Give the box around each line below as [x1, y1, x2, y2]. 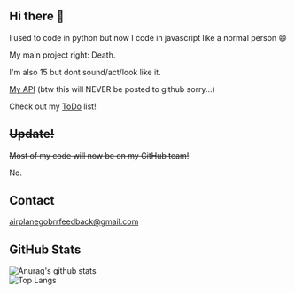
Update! [9, 127, 55, 142]
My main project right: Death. [9, 50, 116, 60]
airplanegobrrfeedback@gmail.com [9, 216, 139, 227]
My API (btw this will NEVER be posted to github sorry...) [9, 83, 215, 94]
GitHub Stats [9, 242, 82, 257]
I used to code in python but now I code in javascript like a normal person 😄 [9, 32, 288, 43]
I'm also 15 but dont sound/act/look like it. [9, 66, 161, 77]
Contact [9, 193, 55, 208]
